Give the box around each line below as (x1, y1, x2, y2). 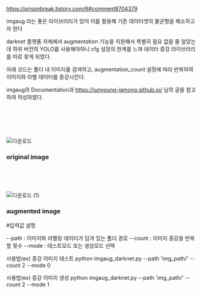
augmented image (6, 207, 61, 216)
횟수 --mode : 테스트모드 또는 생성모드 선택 (12, 242, 115, 249)
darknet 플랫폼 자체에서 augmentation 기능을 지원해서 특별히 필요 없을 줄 (6, 38, 180, 45)
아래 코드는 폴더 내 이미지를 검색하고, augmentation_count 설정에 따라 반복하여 (6, 66, 194, 73)
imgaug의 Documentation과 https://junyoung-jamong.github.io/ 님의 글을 (6, 86, 185, 93)
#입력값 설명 (6, 221, 36, 228)
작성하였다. (17, 93, 44, 101)
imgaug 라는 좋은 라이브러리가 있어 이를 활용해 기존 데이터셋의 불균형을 (6, 17, 175, 25)
